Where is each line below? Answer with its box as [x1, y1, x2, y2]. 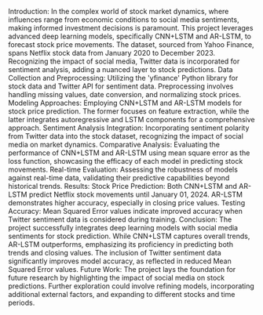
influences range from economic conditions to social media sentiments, [8, 15, 239, 24]
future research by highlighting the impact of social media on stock [8, 273, 225, 282]
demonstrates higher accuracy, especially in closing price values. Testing [8, 198, 246, 207]
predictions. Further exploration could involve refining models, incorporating [8, 281, 255, 291]
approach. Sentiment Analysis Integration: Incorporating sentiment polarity [8, 123, 250, 132]
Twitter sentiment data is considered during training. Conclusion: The [8, 215, 232, 224]
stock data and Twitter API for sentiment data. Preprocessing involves [8, 81, 234, 91]
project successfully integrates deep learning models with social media [8, 223, 238, 232]
